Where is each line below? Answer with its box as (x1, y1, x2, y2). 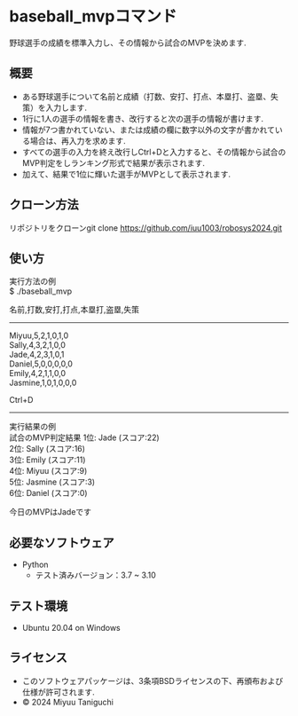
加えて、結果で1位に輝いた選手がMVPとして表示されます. (21, 169, 231, 179)
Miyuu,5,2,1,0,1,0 (9, 330, 69, 341)
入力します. (45, 102, 87, 113)
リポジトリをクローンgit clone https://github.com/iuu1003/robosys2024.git (9, 222, 282, 233)
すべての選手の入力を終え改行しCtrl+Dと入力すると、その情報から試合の (21, 146, 286, 157)
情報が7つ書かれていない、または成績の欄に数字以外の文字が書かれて (21, 124, 275, 135)
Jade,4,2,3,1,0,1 (9, 350, 65, 360)
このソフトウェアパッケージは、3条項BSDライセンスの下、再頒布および (21, 675, 284, 686)
